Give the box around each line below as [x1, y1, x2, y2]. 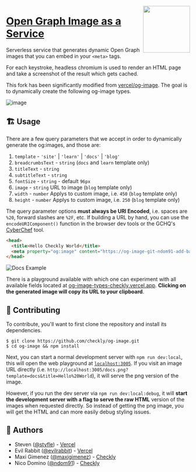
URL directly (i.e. [6, 366, 47, 373]
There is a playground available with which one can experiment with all [6, 275, 176, 283]
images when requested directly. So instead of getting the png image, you [6, 402, 184, 409]
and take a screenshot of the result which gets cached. [6, 70, 139, 77]
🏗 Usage [6, 117, 41, 127]
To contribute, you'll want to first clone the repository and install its [6, 321, 167, 328]
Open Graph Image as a [6, 15, 121, 28]
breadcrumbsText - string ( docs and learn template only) [14, 159, 150, 166]
